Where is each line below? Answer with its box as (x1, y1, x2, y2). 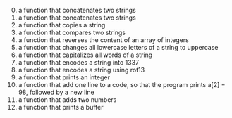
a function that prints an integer (18, 73, 110, 81)
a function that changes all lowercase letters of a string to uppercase (18, 44, 219, 51)
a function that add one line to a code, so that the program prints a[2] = (18, 81, 226, 88)
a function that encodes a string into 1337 (18, 58, 140, 66)
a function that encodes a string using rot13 (18, 66, 145, 74)
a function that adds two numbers (18, 96, 117, 104)
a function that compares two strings (18, 28, 126, 37)
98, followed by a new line (18, 88, 94, 96)
